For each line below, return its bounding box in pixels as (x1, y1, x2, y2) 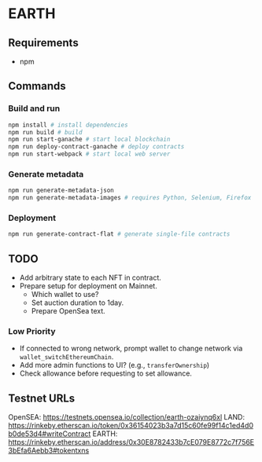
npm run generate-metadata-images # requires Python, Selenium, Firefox (8, 194, 252, 202)
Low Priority (8, 326, 57, 337)
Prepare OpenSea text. (31, 306, 106, 316)
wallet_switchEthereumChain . (19, 352, 114, 361)
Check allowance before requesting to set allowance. (19, 368, 193, 378)
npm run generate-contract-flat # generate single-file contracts (8, 230, 231, 238)
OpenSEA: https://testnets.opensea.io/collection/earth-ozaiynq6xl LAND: (8, 412, 245, 422)
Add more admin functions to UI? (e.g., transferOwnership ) (19, 361, 210, 370)
